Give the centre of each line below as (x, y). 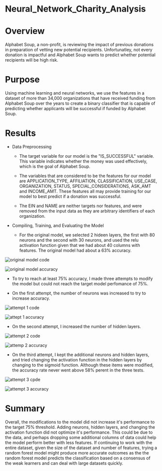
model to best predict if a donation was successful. (70, 196)
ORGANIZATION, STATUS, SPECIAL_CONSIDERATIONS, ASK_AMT (85, 186)
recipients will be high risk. (32, 60)
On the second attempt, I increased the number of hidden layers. (76, 326)
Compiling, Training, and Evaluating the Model (58, 226)
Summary (25, 409)
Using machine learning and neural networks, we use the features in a (75, 93)
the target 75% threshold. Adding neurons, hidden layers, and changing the (80, 427)
